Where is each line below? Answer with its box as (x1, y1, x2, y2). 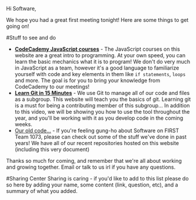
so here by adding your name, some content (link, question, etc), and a (6, 181, 178, 188)
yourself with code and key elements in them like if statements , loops (14, 71, 186, 77)
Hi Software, (6, 5, 37, 12)
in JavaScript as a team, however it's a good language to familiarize (14, 64, 179, 71)
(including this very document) (14, 146, 90, 153)
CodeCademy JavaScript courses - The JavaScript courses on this (14, 45, 180, 53)
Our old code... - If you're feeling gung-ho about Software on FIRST (14, 127, 179, 134)
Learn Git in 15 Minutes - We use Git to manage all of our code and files (14, 90, 190, 96)
